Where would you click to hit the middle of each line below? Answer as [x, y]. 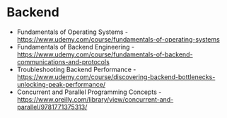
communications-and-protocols [63, 61]
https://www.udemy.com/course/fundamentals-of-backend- [105, 54]
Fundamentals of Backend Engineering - [76, 47]
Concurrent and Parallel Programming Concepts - [89, 92]
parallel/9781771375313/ [52, 107]
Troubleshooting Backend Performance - [76, 69]
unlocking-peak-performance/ [61, 84]
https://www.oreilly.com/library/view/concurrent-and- [95, 99]
